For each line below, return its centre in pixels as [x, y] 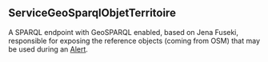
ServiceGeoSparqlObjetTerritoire [92, 13]
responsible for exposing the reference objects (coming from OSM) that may [134, 41]
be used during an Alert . [48, 49]
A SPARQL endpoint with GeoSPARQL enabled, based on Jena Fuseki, [123, 32]
